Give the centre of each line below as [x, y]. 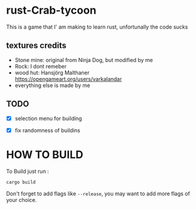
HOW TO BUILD [45, 155]
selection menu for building [48, 118]
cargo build [21, 182]
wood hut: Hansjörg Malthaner [52, 73]
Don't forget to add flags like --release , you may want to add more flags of [98, 194]
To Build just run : [28, 171]
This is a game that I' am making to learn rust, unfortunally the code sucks [97, 27]
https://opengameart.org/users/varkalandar [68, 79]
